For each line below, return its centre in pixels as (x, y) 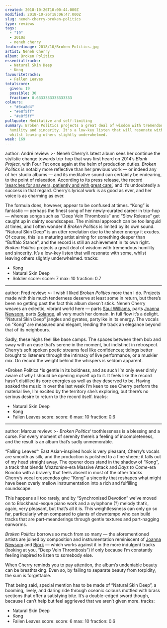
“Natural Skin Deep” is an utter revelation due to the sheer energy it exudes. (83, 232)
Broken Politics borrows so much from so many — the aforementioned (77, 534)
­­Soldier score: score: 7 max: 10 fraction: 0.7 (57, 279)
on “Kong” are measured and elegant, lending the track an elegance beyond (83, 324)
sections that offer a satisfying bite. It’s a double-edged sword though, (77, 596)
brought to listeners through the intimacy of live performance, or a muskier (82, 355)
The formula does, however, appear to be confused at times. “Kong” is (77, 206)
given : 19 (20, 88)
